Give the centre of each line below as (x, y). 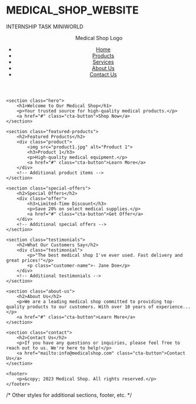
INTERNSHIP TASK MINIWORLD (45, 27)
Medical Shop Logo (99, 38)
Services (103, 62)
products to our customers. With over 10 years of (91, 307)
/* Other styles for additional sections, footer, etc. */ (69, 395)
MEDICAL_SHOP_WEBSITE (72, 10)
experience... (174, 307)
